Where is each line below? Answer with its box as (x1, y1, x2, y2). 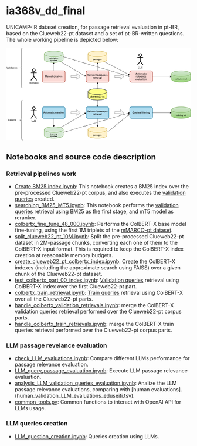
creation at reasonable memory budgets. (14, 252, 113, 259)
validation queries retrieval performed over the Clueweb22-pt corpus (14, 308, 182, 315)
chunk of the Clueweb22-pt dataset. (14, 271, 103, 278)
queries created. (14, 195, 55, 202)
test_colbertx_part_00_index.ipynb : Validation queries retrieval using (14, 277, 179, 284)
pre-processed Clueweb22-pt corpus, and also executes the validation (14, 189, 186, 197)
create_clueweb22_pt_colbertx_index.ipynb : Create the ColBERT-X (14, 258, 176, 265)
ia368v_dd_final (6, 4, 86, 18)
